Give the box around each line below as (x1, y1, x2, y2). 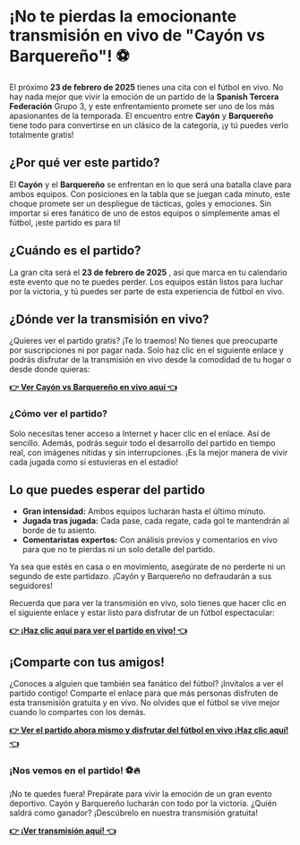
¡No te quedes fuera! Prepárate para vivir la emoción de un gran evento (9, 788, 272, 798)
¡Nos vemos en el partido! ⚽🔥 (9, 764, 141, 777)
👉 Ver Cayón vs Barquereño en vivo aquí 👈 (9, 382, 177, 393)
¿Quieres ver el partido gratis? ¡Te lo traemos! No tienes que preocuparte (9, 336, 279, 346)
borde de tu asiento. (21, 525, 97, 536)
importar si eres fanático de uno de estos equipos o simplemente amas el (9, 208, 280, 218)
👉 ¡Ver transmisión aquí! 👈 (9, 825, 116, 836)
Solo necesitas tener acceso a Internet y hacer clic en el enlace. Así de (9, 428, 270, 439)
